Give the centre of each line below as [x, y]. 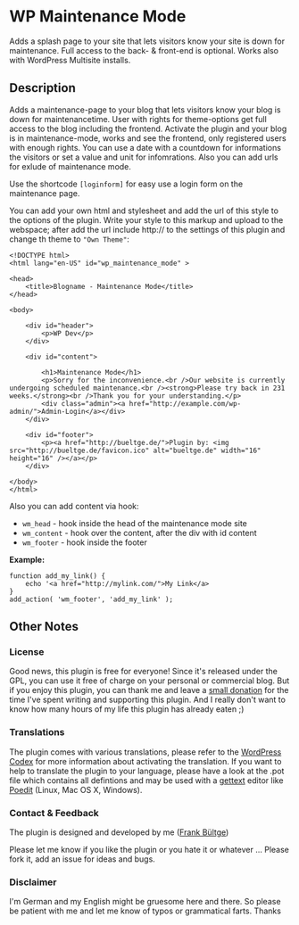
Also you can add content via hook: [75, 506]
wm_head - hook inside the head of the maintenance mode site [135, 523]
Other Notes [44, 627]
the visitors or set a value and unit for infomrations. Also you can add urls [144, 157]
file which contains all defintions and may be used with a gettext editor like [146, 780]
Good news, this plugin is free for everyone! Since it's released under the [144, 672]
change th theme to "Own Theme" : [69, 239]
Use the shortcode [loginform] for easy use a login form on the [126, 184]
